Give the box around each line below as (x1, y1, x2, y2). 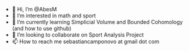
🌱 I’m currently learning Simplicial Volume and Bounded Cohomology (11, 19, 183, 25)
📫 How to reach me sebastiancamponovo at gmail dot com (11, 38, 160, 45)
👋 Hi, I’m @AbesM (11, 6, 57, 13)
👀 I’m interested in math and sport (11, 12, 96, 19)
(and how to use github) (11, 25, 72, 32)
